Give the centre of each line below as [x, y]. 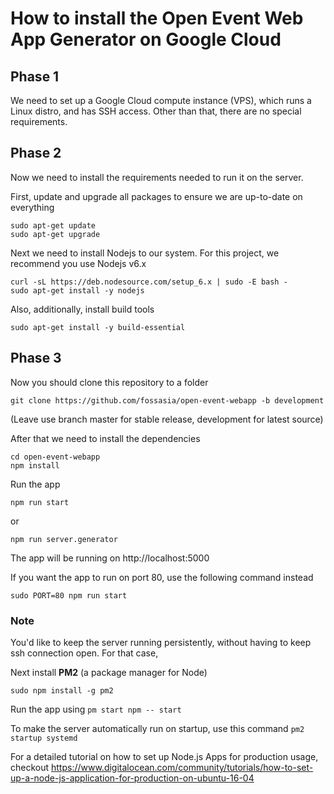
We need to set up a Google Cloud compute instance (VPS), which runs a [161, 100]
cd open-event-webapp [55, 457]
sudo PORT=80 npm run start [69, 595]
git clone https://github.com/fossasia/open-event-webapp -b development [167, 400]
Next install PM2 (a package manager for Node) [109, 672]
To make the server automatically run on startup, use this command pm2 [157, 728]
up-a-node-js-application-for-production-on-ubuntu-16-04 [132, 778]
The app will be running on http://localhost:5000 [110, 558]
